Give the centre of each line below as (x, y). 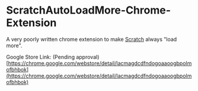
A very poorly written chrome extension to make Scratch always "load (92, 39)
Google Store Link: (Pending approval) (53, 57)
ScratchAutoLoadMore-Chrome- (88, 10)
